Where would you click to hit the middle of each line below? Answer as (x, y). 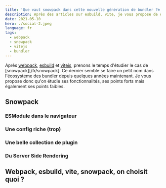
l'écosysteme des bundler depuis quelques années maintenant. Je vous (78, 76)
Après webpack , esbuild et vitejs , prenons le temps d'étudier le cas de (77, 65)
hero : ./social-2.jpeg (28, 23)
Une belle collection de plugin (41, 142)
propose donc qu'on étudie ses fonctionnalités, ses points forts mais (75, 81)
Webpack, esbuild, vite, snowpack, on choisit (77, 171)
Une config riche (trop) (33, 129)
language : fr (19, 28)
